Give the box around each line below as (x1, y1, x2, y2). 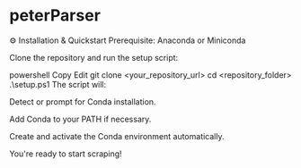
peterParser (9, 5, 102, 26)
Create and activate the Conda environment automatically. (9, 130, 225, 141)
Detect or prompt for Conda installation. (9, 96, 156, 107)
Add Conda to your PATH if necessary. (9, 113, 152, 124)
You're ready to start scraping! (9, 148, 123, 159)
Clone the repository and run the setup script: (9, 52, 179, 63)
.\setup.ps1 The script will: (9, 79, 107, 89)
